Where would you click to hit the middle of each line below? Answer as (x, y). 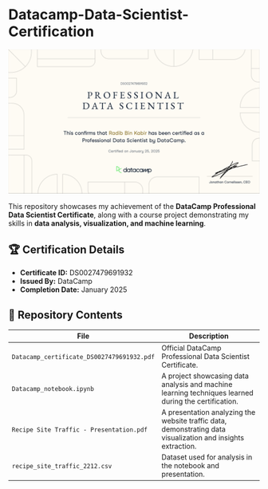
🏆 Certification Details (67, 249)
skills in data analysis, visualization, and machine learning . (107, 223)
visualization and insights (203, 438)
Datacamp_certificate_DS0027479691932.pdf (83, 357)
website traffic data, (194, 421)
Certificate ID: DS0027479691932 (76, 273)
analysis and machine (197, 384)
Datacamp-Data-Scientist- (99, 15)
